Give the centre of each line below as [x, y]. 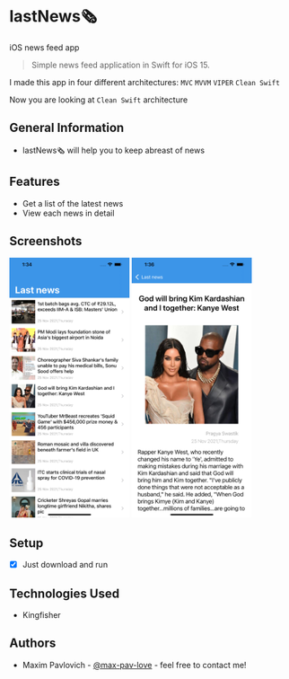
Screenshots [46, 241]
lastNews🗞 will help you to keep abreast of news [113, 150]
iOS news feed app [44, 47]
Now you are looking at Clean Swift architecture [99, 100]
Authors [33, 644]
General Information [67, 128]
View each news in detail [68, 213]
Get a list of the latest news [73, 203]
